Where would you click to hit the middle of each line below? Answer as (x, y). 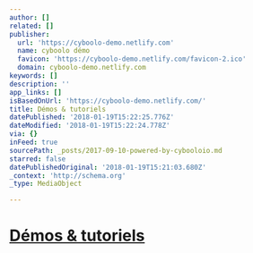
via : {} (24, 134)
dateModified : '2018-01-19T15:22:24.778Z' (90, 126)
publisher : (30, 34)
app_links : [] (36, 92)
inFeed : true (34, 142)
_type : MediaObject (46, 184)
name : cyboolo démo (54, 51)
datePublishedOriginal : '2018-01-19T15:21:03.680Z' (108, 167)
